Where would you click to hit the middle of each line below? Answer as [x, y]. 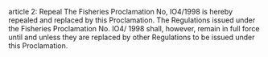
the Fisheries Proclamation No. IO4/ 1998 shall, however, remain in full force [134, 28]
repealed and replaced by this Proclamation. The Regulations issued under [132, 20]
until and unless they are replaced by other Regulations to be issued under [132, 37]
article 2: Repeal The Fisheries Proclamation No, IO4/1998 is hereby [121, 12]
